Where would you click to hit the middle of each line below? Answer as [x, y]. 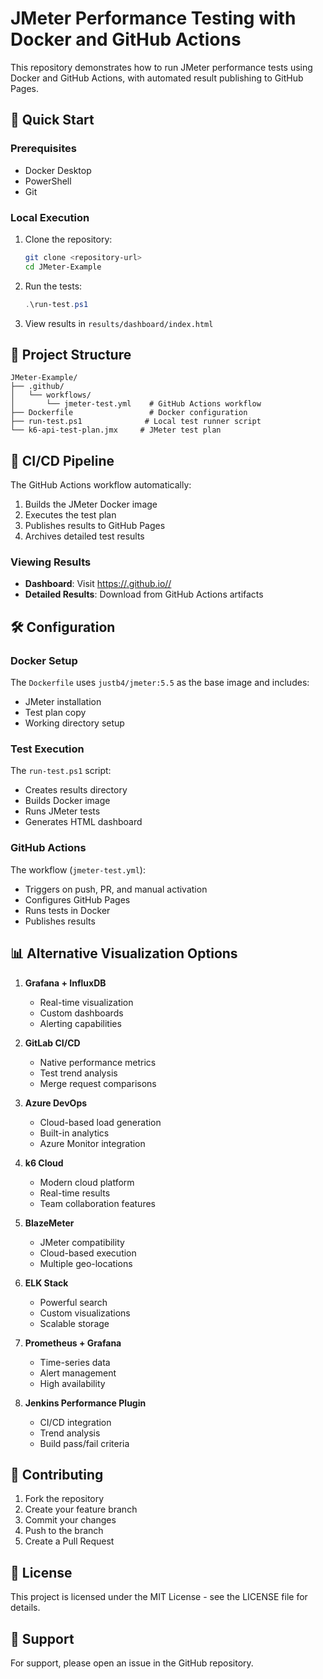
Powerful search [73, 1302]
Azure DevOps [56, 1103]
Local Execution [50, 217]
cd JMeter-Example [63, 267]
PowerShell [48, 181]
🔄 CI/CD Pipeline [62, 460]
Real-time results [75, 1193]
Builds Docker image [67, 801]
